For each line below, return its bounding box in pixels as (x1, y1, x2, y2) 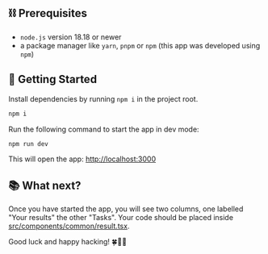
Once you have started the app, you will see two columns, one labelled (8, 204, 244, 214)
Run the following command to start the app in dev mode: (8, 124, 199, 134)
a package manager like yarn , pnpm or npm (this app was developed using (19, 40, 261, 50)
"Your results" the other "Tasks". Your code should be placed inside (8, 213, 234, 223)
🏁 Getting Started (8, 73, 98, 86)
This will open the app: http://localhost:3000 (8, 154, 156, 164)
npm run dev (8, 139, 48, 148)
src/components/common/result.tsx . (8, 221, 130, 231)
